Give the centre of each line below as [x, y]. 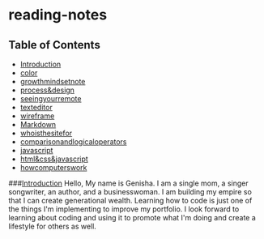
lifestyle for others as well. [53, 226]
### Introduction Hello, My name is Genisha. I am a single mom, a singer [128, 183]
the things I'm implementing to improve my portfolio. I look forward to [124, 209]
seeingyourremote [51, 98]
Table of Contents [55, 45]
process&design [47, 90]
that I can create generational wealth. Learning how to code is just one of [130, 201]
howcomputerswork [53, 167]
